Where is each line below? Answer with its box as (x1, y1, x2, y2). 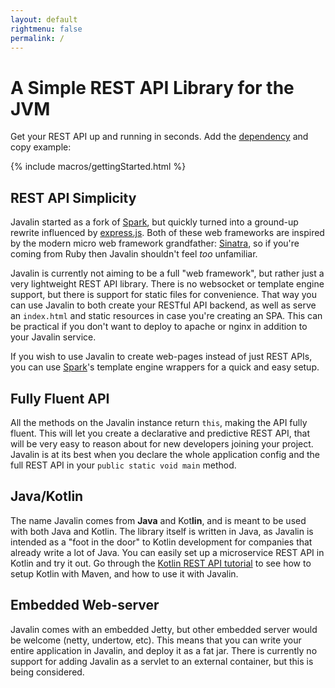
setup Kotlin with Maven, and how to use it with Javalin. (10, 567, 239, 580)
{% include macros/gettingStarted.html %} (10, 161, 187, 173)
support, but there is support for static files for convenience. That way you (10, 289, 318, 301)
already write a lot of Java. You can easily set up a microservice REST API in (10, 546, 325, 558)
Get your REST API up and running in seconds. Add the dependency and (10, 131, 309, 143)
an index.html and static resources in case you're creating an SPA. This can (10, 310, 323, 322)
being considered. (10, 666, 85, 678)
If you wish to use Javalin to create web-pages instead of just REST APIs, (10, 351, 313, 363)
